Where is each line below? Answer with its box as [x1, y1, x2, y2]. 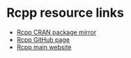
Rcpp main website [16, 43, 72, 51]
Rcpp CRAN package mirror [16, 28, 97, 36]
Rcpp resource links [6, 5, 125, 21]
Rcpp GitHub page [16, 35, 70, 43]
